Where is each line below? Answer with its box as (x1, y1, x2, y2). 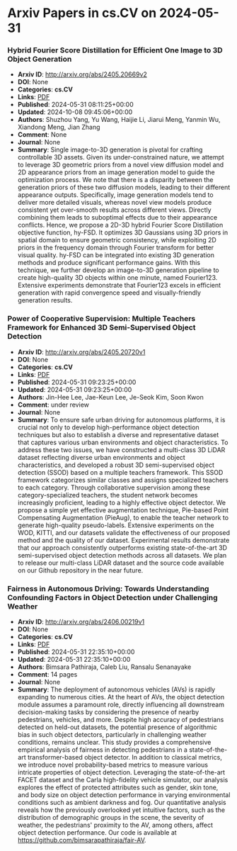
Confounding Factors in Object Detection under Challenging (7, 592, 218, 602)
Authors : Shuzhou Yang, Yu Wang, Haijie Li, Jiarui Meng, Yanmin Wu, (17, 115, 221, 124)
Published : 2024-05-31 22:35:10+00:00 (17, 648, 135, 656)
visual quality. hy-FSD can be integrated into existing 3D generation (17, 251, 214, 259)
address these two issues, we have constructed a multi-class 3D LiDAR (17, 445, 226, 454)
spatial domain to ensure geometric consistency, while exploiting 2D (17, 236, 217, 244)
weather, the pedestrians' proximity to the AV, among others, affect (17, 821, 214, 830)
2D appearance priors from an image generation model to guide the (17, 168, 215, 176)
